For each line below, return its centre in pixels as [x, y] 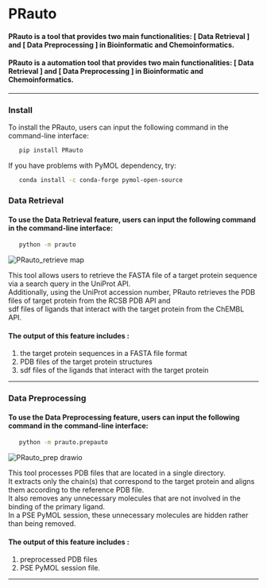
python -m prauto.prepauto [64, 443]
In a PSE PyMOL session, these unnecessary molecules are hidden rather [128, 515]
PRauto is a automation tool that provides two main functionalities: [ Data [131, 63]
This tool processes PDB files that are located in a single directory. [117, 473]
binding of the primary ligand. [57, 507]
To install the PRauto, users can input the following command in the [118, 127]
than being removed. [42, 524]
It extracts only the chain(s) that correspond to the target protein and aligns [132, 482]
